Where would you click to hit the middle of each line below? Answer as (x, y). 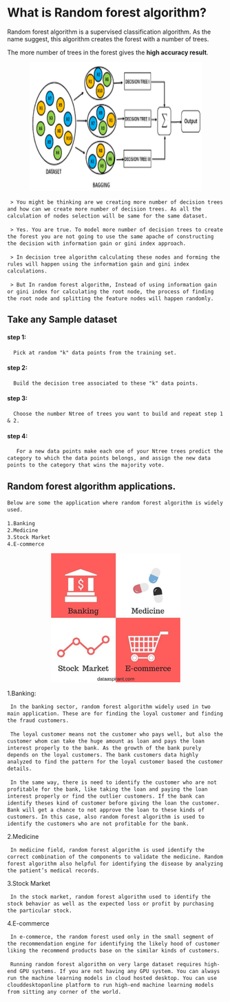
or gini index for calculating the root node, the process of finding (111, 291)
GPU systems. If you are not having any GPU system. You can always (120, 971)
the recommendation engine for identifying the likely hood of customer (114, 944)
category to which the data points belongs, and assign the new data (109, 458)
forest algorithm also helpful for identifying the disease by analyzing (115, 864)
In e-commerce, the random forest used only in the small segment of (112, 937)
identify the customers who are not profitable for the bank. (98, 824)
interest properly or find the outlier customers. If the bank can (106, 796)
